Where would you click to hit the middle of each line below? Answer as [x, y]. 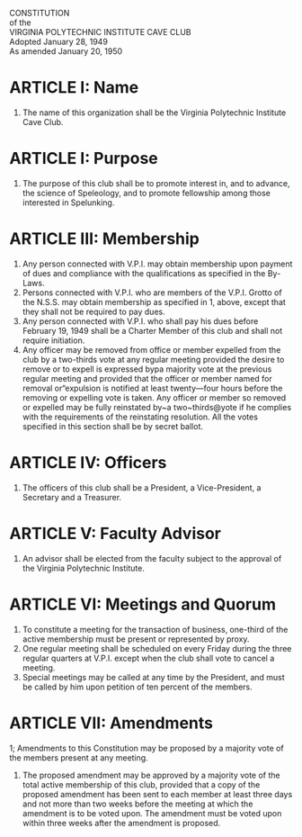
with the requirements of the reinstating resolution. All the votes [140, 417]
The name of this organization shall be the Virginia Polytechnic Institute [154, 112]
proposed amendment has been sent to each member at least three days [157, 794]
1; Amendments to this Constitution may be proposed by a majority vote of [147, 748]
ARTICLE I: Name [74, 88]
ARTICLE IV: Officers [88, 463]
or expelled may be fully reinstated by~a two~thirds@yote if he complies [157, 407]
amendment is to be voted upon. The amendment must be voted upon [152, 813]
